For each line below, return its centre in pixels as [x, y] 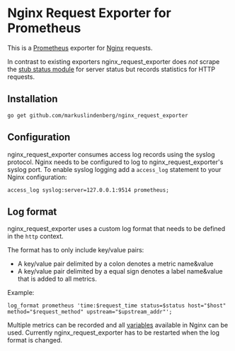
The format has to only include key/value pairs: [76, 250]
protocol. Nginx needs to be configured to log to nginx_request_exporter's [115, 162]
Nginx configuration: [37, 177]
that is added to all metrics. [57, 279]
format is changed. [35, 340]
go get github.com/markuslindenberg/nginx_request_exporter [98, 115]
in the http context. [35, 237]
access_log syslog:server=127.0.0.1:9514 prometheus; [88, 190]
